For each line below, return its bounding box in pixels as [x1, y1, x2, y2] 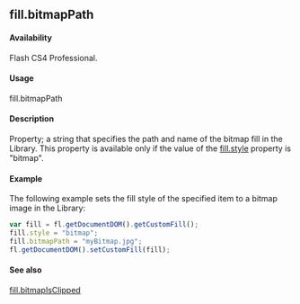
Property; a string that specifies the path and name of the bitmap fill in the [9, 134, 283, 144]
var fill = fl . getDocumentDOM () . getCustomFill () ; [9, 220, 199, 229]
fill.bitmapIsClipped [9, 284, 81, 295]
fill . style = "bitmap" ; [9, 228, 99, 237]
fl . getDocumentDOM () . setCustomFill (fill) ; [9, 245, 171, 255]
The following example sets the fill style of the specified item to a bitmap [9, 193, 278, 204]
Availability [9, 31, 52, 43]
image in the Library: [9, 202, 86, 214]
